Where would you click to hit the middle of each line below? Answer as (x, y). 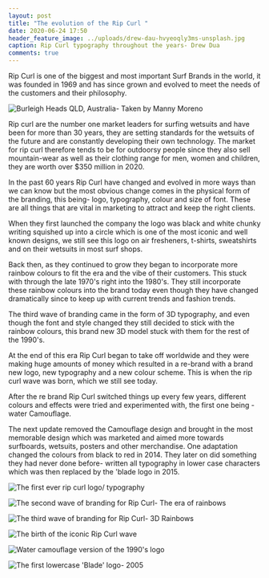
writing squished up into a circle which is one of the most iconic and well (128, 232)
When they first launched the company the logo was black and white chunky (134, 223)
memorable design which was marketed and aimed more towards (116, 438)
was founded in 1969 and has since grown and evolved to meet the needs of (134, 84)
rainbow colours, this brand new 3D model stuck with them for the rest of (129, 331)
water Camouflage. (40, 413)
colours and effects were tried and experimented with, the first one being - (131, 405)
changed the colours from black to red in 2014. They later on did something (133, 455)
